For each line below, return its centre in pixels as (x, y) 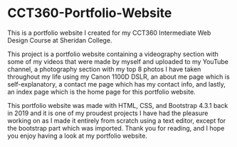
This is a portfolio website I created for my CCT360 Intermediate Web (109, 33)
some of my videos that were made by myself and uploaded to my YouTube (118, 61)
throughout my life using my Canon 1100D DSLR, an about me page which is (118, 77)
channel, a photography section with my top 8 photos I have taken (104, 69)
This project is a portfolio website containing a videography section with (113, 54)
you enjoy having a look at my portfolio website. (78, 136)
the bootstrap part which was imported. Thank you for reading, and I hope (116, 128)
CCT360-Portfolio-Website (90, 13)
